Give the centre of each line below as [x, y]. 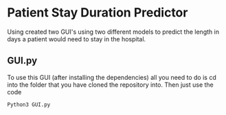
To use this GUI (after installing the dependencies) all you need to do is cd [112, 77]
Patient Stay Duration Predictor [98, 13]
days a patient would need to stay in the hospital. [77, 39]
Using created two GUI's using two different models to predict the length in [113, 32]
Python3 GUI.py [29, 105]
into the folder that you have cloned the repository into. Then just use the [111, 85]
